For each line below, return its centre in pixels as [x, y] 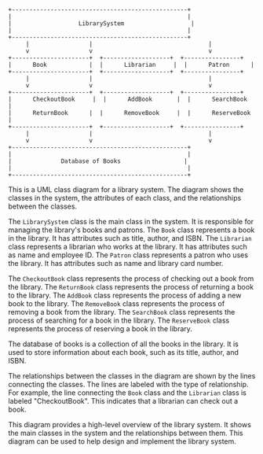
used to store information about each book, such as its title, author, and [124, 352]
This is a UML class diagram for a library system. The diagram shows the [126, 190]
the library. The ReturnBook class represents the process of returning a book [131, 287]
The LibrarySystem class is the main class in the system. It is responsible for [131, 221]
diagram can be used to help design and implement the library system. [122, 441]
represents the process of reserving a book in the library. [100, 329]
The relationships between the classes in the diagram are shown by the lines [132, 376]
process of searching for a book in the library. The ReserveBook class [119, 320]
